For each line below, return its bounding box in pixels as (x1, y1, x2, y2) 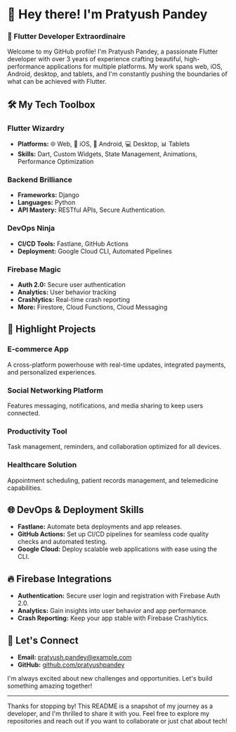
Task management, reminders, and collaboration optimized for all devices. (7, 443, 222, 451)
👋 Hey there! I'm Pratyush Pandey (7, 6, 208, 23)
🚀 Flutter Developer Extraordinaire (7, 32, 126, 42)
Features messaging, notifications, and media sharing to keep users (7, 401, 204, 410)
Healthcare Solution (7, 460, 77, 470)
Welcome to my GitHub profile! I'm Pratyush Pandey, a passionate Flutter (7, 47, 218, 56)
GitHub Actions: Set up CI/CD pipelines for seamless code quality (17, 530, 209, 538)
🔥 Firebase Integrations (7, 573, 112, 585)
